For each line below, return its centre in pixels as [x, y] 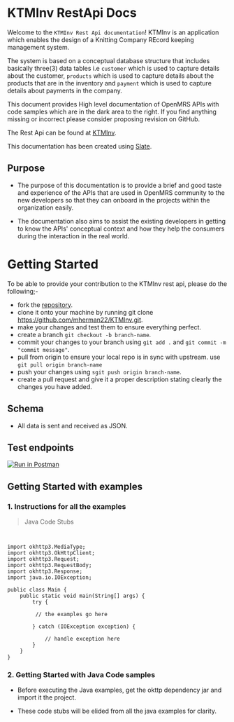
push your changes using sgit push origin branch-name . [99, 372]
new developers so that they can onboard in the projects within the [114, 200]
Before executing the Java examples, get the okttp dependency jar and [119, 690]
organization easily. [45, 207]
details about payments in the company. [65, 90]
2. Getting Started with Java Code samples [81, 674]
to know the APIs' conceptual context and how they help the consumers [121, 229]
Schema [25, 409]
